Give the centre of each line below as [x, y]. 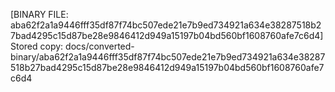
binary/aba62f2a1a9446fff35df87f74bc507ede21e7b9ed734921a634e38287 [168, 57]
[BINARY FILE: [39, 14]
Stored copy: [37, 46]
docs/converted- [100, 46]
